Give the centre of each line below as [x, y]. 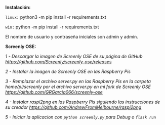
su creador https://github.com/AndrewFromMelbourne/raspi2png [73, 107]
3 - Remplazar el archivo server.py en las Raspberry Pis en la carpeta [78, 81]
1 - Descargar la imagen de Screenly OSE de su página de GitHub [74, 56]
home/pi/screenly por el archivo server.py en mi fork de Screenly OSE [78, 87]
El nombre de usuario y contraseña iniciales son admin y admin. [72, 37]
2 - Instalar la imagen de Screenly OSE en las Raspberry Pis [68, 71]
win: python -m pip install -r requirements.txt [52, 27]
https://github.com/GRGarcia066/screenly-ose [54, 92]
